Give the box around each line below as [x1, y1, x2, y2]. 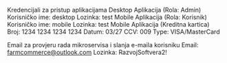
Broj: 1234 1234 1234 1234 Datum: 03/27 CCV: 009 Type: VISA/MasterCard [7, 27, 220, 36]
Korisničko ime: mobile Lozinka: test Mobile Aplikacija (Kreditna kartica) [7, 21, 210, 28]
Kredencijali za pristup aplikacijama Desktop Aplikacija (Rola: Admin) [7, 6, 202, 14]
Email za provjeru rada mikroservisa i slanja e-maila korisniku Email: [7, 41, 199, 49]
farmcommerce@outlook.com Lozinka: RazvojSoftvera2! [7, 48, 167, 56]
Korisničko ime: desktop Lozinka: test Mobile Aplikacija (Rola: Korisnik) [7, 13, 208, 21]
